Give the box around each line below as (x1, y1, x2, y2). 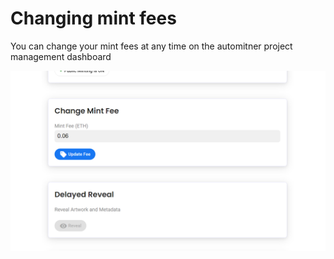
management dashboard (10, 50, 112, 62)
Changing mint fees (10, 7, 177, 30)
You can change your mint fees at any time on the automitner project (10, 40, 293, 52)
